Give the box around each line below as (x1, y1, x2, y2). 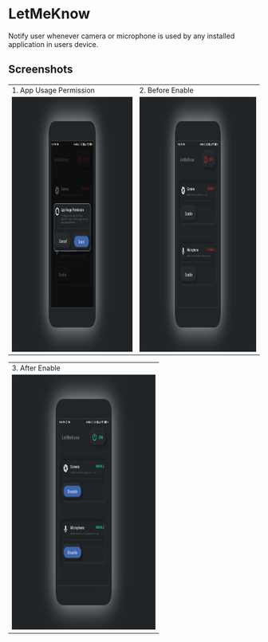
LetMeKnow (8, 5, 90, 23)
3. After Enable (11, 363, 61, 373)
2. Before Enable (139, 85, 194, 95)
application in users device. (8, 39, 99, 49)
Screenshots (8, 63, 73, 76)
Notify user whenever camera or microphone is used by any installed (8, 31, 235, 41)
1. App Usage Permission (11, 85, 96, 95)
